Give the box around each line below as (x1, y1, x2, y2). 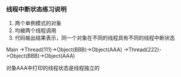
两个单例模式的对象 (14, 19, 62, 27)
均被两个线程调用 (14, 27, 57, 34)
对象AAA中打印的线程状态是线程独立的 (6, 65, 100, 72)
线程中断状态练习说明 (6, 5, 67, 13)
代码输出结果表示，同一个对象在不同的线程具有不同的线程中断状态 (14, 34, 175, 42)
